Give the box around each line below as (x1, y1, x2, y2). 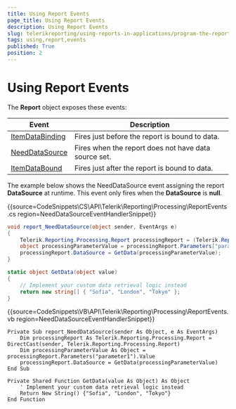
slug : (7, 30, 23, 37)
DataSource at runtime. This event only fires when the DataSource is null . (7, 188, 223, 197)
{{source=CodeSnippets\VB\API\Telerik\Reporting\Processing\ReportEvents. (7, 307, 229, 316)
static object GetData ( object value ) (7, 268, 118, 276)
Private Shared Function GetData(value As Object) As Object (7, 377, 190, 385)
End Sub (7, 365, 30, 372)
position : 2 (7, 50, 42, 57)
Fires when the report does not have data (74, 143, 211, 152)
